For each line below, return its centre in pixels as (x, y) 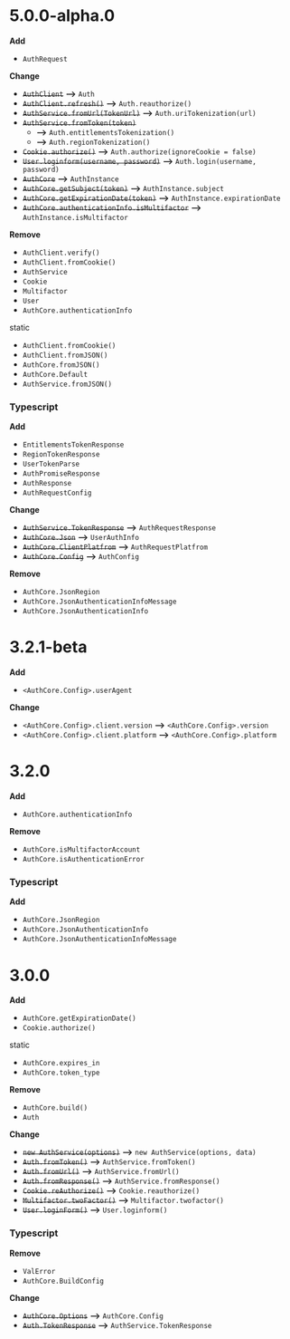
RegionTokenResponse (61, 455)
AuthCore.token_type (61, 1073)
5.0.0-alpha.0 (62, 16)
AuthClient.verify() (61, 253)
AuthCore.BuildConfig (63, 1281)
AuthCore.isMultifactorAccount (81, 850)
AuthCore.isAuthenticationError (83, 860)
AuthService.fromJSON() (67, 384)
